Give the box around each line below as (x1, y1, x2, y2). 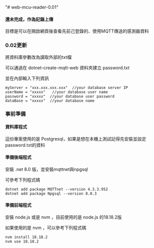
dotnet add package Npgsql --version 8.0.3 (5, 191, 97, 196)
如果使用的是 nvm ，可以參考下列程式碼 (5, 225, 87, 231)
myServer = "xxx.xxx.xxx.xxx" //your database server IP (5, 85, 128, 90)
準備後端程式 (5, 154, 31, 161)
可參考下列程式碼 (5, 176, 40, 183)
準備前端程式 (5, 202, 31, 208)
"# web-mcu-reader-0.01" (5, 4, 59, 10)
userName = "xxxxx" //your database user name (5, 89, 108, 94)
